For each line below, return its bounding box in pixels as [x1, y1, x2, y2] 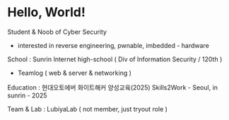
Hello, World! [7, 4, 86, 20]
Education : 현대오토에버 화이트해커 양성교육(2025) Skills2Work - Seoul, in [7, 83, 218, 92]
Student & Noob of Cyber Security [7, 28, 107, 36]
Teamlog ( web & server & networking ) [17, 68, 132, 77]
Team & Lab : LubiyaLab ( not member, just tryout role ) [7, 104, 168, 113]
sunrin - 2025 [7, 91, 47, 100]
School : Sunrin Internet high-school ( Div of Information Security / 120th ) [7, 54, 223, 64]
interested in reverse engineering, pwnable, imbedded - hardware [17, 41, 210, 49]
